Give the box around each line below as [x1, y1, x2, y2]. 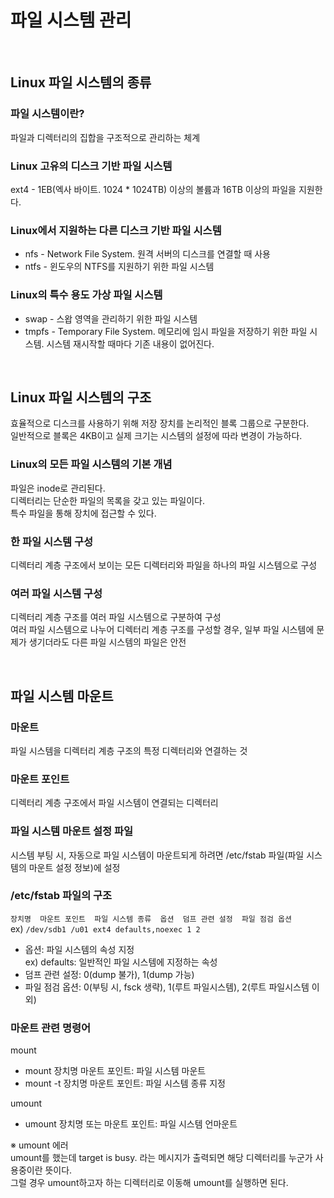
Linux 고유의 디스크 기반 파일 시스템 [10, 159, 173, 173]
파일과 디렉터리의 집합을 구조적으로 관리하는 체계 [10, 131, 201, 143]
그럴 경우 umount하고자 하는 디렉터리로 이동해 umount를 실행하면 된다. [10, 1177, 289, 1189]
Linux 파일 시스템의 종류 [10, 74, 152, 91]
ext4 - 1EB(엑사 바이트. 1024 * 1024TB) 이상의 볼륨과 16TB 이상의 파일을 [10, 183, 297, 195]
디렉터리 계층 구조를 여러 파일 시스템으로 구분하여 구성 [10, 611, 222, 623]
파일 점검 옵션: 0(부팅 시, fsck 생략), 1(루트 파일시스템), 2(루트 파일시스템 [24, 981, 310, 993]
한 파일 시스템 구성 [10, 534, 94, 548]
